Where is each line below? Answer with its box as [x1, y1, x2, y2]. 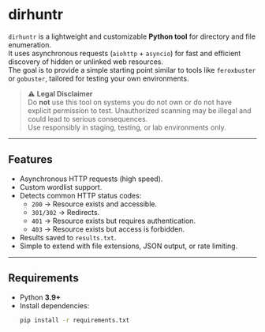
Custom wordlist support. [19, 182, 103, 191]
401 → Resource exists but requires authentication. [31, 216, 196, 225]
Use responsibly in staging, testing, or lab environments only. [27, 123, 226, 132]
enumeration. [8, 40, 51, 49]
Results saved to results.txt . [19, 232, 117, 242]
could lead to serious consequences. [27, 114, 148, 123]
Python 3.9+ [19, 292, 62, 302]
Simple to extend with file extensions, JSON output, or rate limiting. [19, 241, 238, 251]
